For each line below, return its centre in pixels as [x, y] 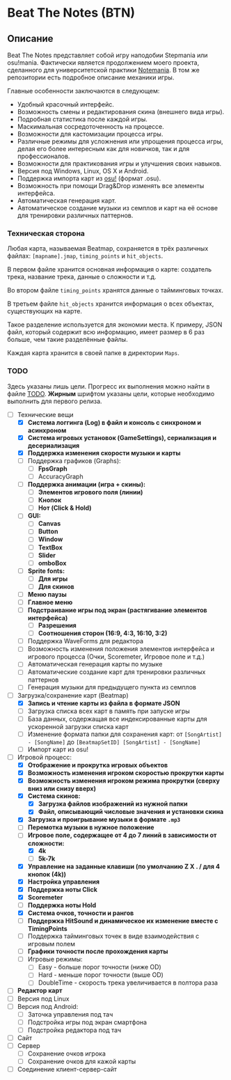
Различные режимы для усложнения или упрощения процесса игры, [120, 141]
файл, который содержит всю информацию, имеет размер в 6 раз [106, 332]
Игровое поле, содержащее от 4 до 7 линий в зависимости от [122, 835]
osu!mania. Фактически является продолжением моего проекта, [103, 63]
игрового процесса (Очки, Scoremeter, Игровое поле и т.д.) [116, 657]
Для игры [53, 579]
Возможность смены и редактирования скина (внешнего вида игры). [121, 112]
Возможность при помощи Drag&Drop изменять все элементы [111, 186]
